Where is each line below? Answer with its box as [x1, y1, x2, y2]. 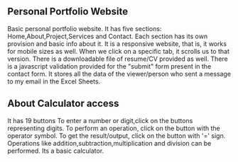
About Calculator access [7, 98, 119, 110]
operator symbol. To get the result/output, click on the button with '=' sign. [7, 131, 226, 140]
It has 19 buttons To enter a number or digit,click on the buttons [7, 116, 193, 125]
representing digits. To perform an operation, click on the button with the [7, 124, 220, 132]
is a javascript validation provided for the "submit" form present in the [7, 62, 212, 70]
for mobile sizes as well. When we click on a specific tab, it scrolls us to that [7, 47, 229, 55]
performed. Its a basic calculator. [7, 146, 104, 155]
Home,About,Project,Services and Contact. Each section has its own [7, 32, 208, 40]
